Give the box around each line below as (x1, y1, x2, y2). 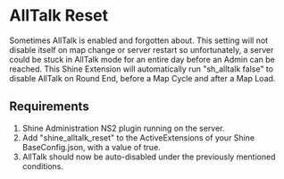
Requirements (9, 99, 89, 115)
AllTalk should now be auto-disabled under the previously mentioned (21, 151, 276, 162)
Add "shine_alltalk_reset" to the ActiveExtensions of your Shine (21, 132, 255, 143)
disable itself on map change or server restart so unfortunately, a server (9, 44, 274, 55)
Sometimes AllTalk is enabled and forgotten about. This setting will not (9, 35, 269, 46)
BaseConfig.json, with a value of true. (21, 141, 161, 152)
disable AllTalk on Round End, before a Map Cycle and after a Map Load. (9, 72, 276, 83)
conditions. (21, 160, 64, 171)
